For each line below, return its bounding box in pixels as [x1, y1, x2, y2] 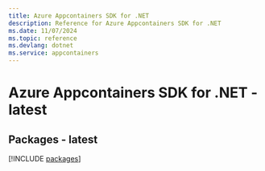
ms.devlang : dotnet [8, 42, 74, 50]
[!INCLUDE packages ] [8, 154, 81, 163]
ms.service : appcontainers [8, 49, 99, 57]
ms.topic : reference [8, 34, 78, 43]
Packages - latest [8, 132, 98, 146]
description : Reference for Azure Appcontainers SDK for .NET [8, 19, 222, 27]
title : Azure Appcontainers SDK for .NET [8, 11, 150, 20]
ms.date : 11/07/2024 [8, 26, 78, 35]
